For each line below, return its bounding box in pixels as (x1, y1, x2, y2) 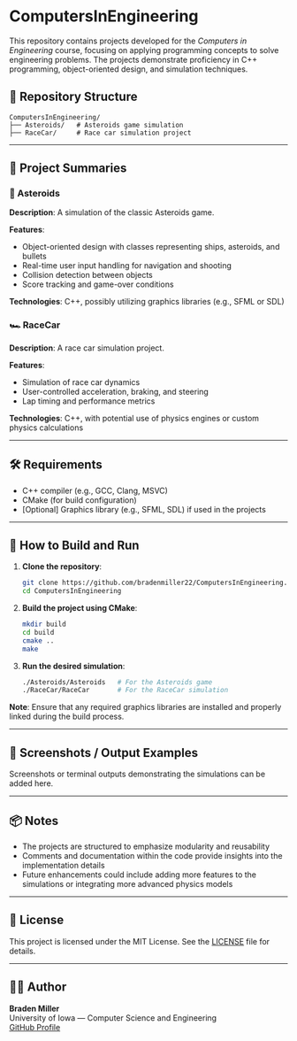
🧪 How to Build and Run (9, 537, 140, 552)
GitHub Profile (9, 1022, 61, 1032)
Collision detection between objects (21, 270, 153, 281)
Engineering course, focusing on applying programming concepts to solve (9, 44, 279, 55)
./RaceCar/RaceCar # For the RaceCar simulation (21, 686, 229, 695)
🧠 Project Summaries (9, 161, 127, 176)
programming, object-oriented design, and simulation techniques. (9, 64, 248, 74)
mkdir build (21, 620, 66, 629)
